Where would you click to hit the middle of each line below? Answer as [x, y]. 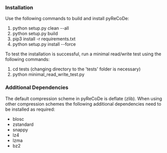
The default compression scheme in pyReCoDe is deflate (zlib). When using [84, 98]
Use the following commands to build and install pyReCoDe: [67, 19]
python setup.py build [35, 34]
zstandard [23, 124]
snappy [20, 129]
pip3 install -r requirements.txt [44, 39]
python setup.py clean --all [41, 28]
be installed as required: [30, 109]
